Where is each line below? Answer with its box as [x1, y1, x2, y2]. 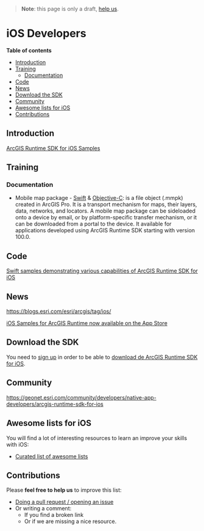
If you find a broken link [24, 511, 84, 519]
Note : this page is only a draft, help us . [21, 5, 119, 12]
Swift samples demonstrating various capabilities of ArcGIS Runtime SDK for [6, 267, 198, 274]
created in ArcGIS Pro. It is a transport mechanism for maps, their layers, [15, 201, 197, 208]
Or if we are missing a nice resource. [24, 518, 117, 525]
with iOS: [6, 441, 29, 448]
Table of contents [6, 46, 52, 54]
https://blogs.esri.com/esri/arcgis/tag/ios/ [6, 308, 111, 315]
